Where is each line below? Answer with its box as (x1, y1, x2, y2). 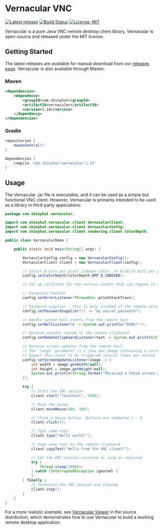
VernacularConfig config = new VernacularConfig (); (22, 256, 130, 260)
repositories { (5, 138, 36, 143)
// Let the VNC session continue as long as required (31, 455, 142, 460)
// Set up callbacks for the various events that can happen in (22, 282, 155, 287)
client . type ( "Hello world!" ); (31, 433, 92, 438)
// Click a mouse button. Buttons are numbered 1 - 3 (31, 415, 142, 420)
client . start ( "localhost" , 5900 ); (31, 393, 101, 398)
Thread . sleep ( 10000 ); (39, 464, 83, 469)
